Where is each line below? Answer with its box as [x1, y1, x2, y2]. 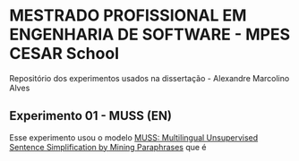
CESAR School [9, 44, 119, 64]
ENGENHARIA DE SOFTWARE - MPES [9, 24, 291, 45]
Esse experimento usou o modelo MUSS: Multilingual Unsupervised [9, 131, 259, 143]
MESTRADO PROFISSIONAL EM [9, 5, 247, 26]
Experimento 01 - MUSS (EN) [9, 108, 173, 123]
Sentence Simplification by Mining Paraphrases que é [9, 141, 208, 152]
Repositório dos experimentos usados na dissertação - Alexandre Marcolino [9, 72, 290, 83]
